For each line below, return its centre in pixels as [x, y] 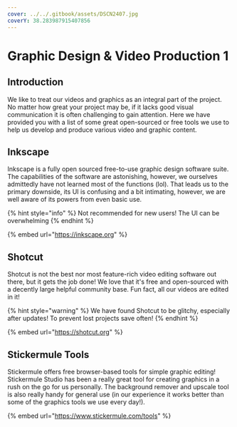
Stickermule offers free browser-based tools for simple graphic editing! [111, 371]
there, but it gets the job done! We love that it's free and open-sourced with [118, 282]
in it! [14, 297]
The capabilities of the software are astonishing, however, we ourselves [113, 177]
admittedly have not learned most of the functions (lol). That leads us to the [118, 184]
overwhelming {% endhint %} [51, 221]
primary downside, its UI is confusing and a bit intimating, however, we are [116, 192]
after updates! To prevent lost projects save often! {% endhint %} [103, 319]
